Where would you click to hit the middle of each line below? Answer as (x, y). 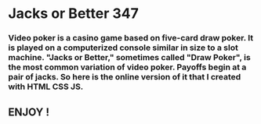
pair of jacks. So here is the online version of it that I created (125, 77)
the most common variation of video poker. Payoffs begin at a (127, 67)
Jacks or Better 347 (73, 14)
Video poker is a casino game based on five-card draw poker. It (130, 38)
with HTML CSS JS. (46, 87)
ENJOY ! (29, 112)
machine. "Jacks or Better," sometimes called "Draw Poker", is (129, 58)
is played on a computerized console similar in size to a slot (123, 48)
